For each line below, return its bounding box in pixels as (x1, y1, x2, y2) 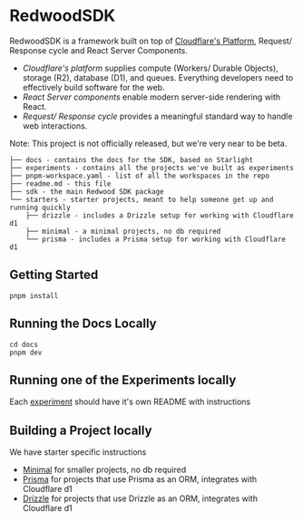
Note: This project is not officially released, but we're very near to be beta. (9, 138, 288, 149)
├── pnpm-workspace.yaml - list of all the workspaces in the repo (9, 171, 270, 180)
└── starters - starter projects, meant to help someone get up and (9, 195, 274, 204)
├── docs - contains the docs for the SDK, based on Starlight (9, 155, 254, 164)
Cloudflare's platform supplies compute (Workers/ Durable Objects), (22, 63, 279, 73)
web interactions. (22, 120, 88, 131)
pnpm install (9, 291, 59, 300)
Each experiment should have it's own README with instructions (9, 396, 251, 408)
